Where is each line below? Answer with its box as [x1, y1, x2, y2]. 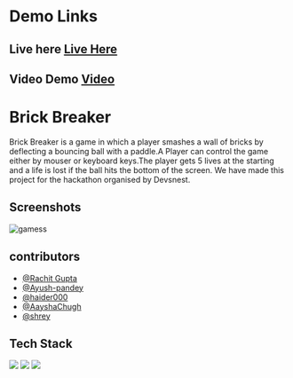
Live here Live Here [9, 42, 118, 57]
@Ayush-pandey [21, 282, 84, 293]
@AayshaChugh [21, 301, 82, 311]
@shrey [21, 311, 51, 321]
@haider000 [21, 291, 68, 303]
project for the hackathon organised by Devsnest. [9, 174, 191, 185]
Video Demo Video [9, 71, 115, 86]
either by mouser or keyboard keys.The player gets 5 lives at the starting [9, 155, 275, 166]
